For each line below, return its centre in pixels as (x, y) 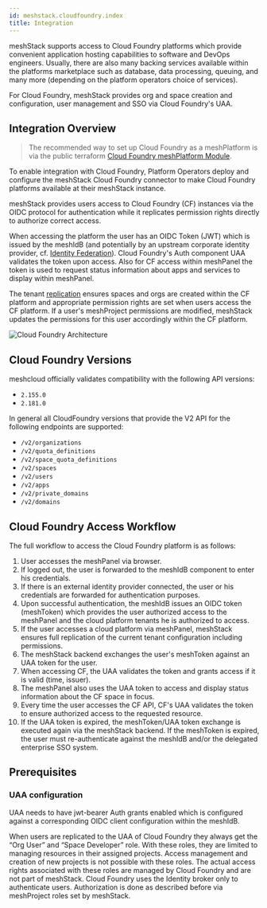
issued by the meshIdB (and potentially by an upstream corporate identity (129, 245)
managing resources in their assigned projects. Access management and (129, 853)
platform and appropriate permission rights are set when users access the (130, 303)
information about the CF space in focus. (87, 696)
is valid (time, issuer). (55, 679)
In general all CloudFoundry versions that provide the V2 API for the (120, 418)
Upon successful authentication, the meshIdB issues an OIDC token (131, 603)
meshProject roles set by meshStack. (70, 895)
